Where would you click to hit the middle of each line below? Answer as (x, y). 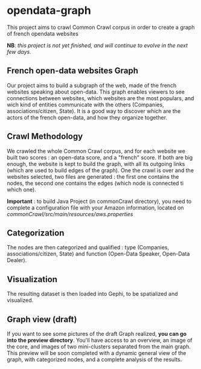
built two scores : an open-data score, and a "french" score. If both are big (100, 157)
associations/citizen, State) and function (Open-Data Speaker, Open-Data (98, 254)
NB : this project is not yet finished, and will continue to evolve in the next (97, 45)
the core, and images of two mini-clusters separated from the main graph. (99, 347)
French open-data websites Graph (72, 71)
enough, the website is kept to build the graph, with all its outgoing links (96, 164)
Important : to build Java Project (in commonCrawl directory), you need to (99, 201)
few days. (19, 51)
